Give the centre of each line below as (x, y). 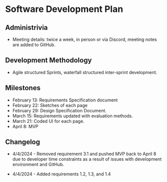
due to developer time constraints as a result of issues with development (87, 159)
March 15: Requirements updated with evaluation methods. (73, 116)
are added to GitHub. (34, 45)
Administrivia (27, 28)
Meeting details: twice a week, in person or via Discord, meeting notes (84, 39)
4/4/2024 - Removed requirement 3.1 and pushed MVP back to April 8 (84, 154)
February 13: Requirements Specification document (65, 100)
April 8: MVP (25, 126)
